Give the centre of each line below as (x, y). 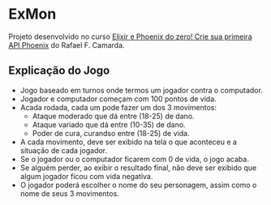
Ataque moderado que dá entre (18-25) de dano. (113, 116)
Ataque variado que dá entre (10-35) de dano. (109, 124)
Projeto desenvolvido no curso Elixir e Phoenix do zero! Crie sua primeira (131, 36)
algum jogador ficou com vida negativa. (86, 176)
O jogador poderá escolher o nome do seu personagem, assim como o (138, 185)
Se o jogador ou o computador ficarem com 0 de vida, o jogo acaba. (134, 159)
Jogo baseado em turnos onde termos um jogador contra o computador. (142, 90)
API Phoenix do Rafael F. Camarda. (67, 45)
